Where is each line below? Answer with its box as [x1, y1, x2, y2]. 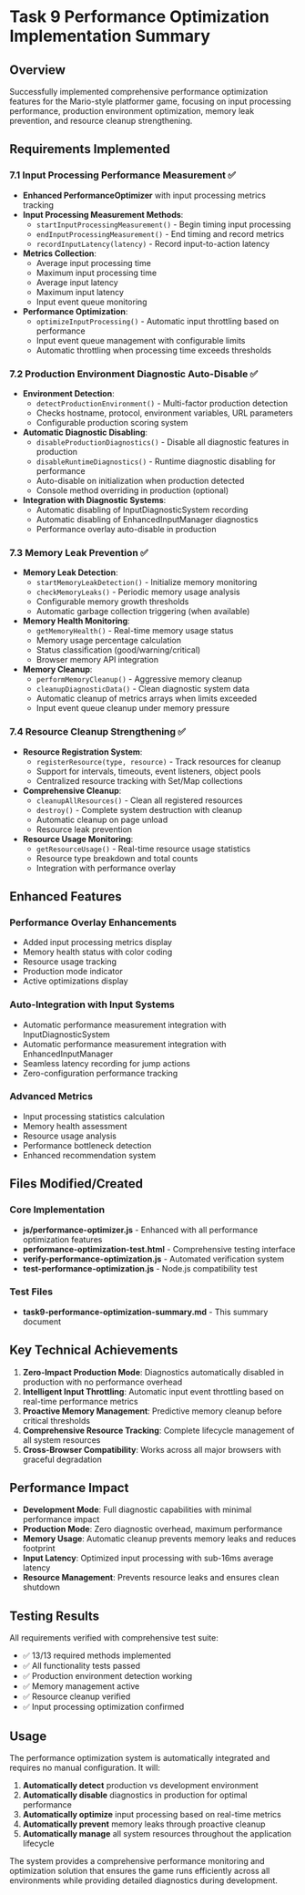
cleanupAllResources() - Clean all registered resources [36, 795, 243, 806]
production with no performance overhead [22, 1376, 183, 1387]
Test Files [9, 1285, 53, 1298]
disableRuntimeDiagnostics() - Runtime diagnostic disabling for [36, 456, 276, 467]
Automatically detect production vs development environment [22, 1780, 259, 1791]
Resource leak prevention [36, 823, 133, 835]
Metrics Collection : [22, 248, 97, 259]
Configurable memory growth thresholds [36, 596, 189, 607]
